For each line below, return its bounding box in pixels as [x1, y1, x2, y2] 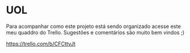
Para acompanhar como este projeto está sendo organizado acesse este [6, 23, 181, 30]
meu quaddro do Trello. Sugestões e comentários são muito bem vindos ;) [6, 29, 185, 36]
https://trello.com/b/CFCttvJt [6, 40, 76, 47]
